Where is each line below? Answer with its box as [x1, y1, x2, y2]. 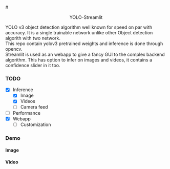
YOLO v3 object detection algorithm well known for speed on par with [5, 24, 153, 30]
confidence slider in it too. [5, 62, 60, 68]
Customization [20, 121, 51, 128]
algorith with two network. [5, 35, 60, 41]
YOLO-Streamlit [69, 14, 103, 20]
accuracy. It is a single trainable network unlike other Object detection [5, 30, 153, 35]
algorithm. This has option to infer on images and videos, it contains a [5, 57, 153, 63]
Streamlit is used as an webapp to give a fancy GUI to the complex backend [5, 51, 165, 57]
